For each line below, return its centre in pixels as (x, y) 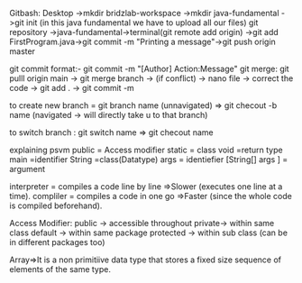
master (23, 51)
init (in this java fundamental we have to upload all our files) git (142, 23)
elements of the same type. (60, 269)
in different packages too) (57, 242)
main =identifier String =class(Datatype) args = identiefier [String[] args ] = (149, 160)
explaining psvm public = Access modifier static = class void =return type (146, 150)
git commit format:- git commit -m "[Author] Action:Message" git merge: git (150, 68)
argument (27, 169)
